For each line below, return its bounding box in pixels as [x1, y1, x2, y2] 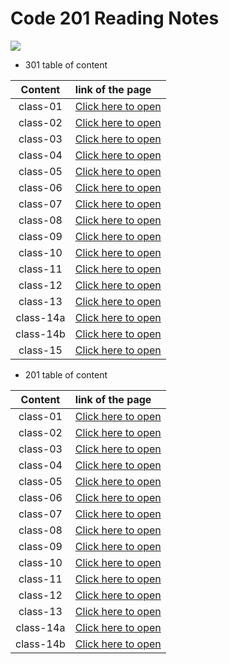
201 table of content [24, 368, 108, 381]
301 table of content [24, 58, 108, 71]
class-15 [18, 343, 63, 357]
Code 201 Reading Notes [10, 7, 220, 30]
